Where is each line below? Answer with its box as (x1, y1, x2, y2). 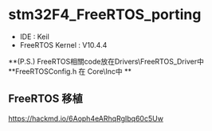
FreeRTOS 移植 (8, 92, 84, 106)
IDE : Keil (19, 32, 49, 41)
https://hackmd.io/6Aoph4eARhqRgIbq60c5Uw (8, 114, 163, 123)
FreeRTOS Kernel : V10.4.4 (19, 40, 108, 49)
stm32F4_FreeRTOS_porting (8, 6, 202, 24)
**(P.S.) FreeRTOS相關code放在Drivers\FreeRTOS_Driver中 (8, 56, 205, 66)
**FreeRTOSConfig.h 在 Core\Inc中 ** (8, 66, 132, 76)
